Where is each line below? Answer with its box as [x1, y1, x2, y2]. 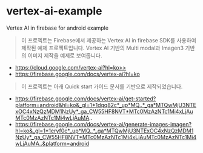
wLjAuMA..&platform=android [15, 140, 90, 147]
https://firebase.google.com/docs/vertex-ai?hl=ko [15, 70, 141, 77]
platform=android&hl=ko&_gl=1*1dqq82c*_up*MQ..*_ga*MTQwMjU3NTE [15, 101, 197, 108]
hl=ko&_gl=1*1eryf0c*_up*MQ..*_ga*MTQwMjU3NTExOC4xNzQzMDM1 [15, 127, 194, 134]
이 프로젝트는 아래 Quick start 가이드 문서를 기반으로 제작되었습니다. [21, 83, 183, 90]
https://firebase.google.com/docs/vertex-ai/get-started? [15, 95, 156, 102]
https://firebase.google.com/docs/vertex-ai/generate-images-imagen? [15, 120, 192, 128]
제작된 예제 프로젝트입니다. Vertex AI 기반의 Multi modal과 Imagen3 [21, 44, 184, 51]
